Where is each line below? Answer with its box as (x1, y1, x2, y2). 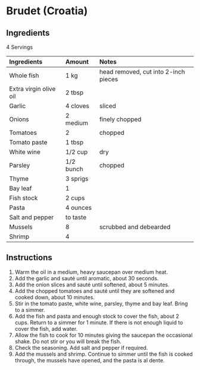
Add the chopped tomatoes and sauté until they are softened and (14, 287, 175, 295)
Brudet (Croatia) (6, 4, 88, 18)
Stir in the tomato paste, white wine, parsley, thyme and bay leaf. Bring (14, 300, 188, 307)
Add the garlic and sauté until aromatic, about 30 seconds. (14, 274, 159, 282)
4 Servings (6, 43, 33, 50)
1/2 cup (65, 148, 88, 156)
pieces (99, 75, 118, 83)
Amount (65, 58, 89, 66)
